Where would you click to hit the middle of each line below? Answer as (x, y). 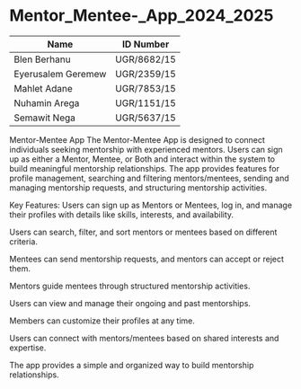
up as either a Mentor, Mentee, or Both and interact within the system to (142, 159)
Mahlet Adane (44, 88)
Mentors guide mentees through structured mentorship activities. (130, 286)
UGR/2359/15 (146, 74)
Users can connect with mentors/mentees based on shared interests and (144, 338)
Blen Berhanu (42, 59)
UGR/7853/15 (146, 88)
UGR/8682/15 (146, 59)
